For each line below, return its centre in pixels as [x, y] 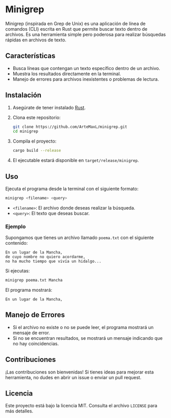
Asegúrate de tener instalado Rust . [49, 107]
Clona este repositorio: [36, 117]
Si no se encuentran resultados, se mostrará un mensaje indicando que [88, 338]
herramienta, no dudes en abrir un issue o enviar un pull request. [74, 377]
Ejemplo [16, 226]
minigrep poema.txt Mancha [34, 280]
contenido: [17, 243]
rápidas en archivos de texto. [36, 40]
